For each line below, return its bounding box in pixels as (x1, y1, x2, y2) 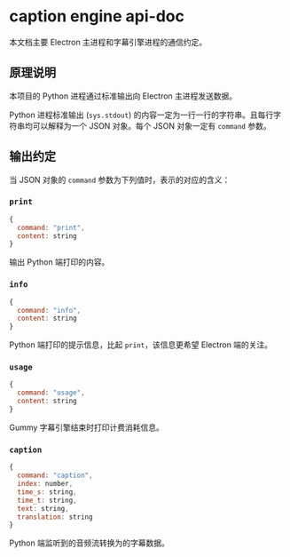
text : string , (17, 504, 69, 513)
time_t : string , (17, 496, 77, 505)
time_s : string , (17, 487, 77, 497)
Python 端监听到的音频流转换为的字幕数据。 (9, 537, 170, 548)
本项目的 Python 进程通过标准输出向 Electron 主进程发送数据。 (9, 91, 238, 101)
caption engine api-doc (9, 6, 184, 27)
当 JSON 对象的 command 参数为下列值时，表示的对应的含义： (9, 174, 231, 185)
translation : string (17, 513, 93, 521)
